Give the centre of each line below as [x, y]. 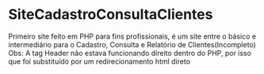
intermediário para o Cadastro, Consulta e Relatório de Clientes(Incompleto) [132, 44]
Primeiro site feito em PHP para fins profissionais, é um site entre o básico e [132, 36]
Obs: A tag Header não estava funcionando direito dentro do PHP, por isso [130, 53]
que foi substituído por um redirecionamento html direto [99, 61]
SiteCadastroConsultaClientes [111, 15]
